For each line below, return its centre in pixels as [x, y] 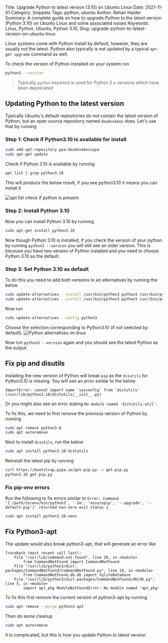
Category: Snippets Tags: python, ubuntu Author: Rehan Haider [76, 13]
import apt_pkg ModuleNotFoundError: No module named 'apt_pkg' [91, 588]
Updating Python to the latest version [64, 104]
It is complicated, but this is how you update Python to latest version [75, 634]
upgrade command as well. [41, 54]
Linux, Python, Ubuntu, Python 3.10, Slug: [48, 29]
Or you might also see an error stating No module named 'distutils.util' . [81, 404]
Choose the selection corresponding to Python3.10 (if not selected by [77, 327]
